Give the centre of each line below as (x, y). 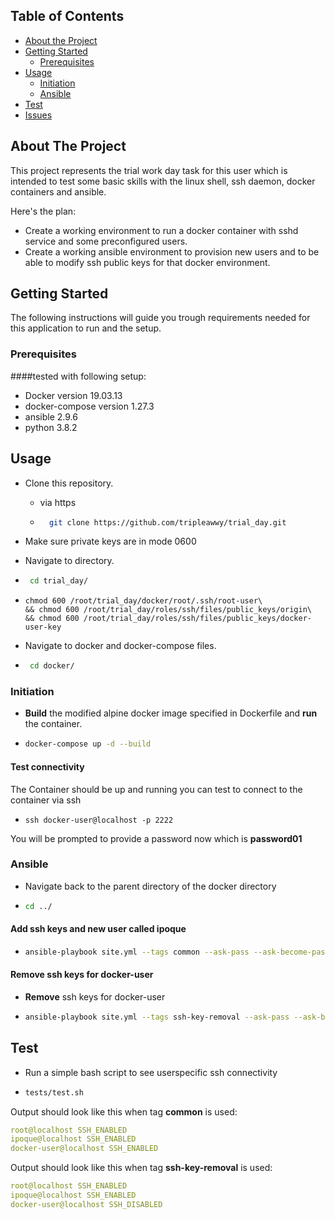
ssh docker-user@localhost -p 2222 (99, 820)
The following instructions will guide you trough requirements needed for (160, 318)
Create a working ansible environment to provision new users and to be (172, 251)
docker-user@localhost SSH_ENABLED (84, 1149)
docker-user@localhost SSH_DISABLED (86, 1204)
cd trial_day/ (59, 581)
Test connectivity (47, 766)
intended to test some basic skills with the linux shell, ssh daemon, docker (163, 181)
